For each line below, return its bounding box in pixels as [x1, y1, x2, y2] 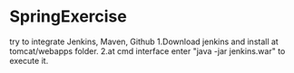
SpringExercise [9, 6, 127, 27]
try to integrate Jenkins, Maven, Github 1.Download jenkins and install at [9, 36, 279, 47]
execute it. [9, 55, 49, 66]
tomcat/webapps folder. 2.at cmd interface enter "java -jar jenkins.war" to [9, 45, 286, 56]
